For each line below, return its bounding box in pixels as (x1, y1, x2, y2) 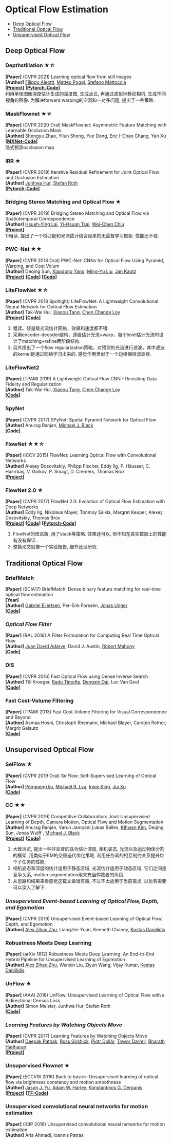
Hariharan (5, 1044, 27, 1050)
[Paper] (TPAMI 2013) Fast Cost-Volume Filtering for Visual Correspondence (5, 708, 167, 715)
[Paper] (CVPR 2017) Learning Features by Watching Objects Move (5, 1033, 147, 1039)
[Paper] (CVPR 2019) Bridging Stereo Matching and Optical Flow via (5, 210, 149, 216)
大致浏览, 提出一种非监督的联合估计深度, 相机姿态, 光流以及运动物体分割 (12, 845, 165, 852)
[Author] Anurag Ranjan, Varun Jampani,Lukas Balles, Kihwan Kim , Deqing (5, 824, 164, 831)
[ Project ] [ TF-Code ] (5, 1090, 49, 1096)
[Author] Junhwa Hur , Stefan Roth (5, 180, 78, 186)
